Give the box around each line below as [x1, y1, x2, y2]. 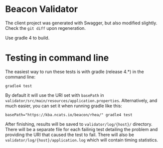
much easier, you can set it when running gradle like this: [5, 103, 122, 109]
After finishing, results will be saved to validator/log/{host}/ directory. [5, 121, 153, 127]
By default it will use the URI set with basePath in [5, 92, 104, 98]
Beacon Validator [5, 3, 78, 15]
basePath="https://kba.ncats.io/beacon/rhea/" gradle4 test [5, 112, 133, 117]
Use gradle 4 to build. [5, 35, 50, 41]
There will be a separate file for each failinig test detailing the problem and [5, 126, 158, 132]
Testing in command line [5, 52, 109, 64]
